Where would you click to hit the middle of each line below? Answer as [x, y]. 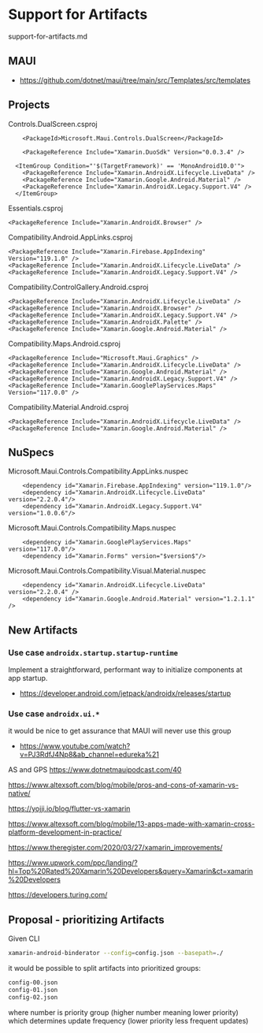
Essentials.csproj [36, 208]
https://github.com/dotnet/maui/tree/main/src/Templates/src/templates [135, 80]
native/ [19, 793]
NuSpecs [31, 452]
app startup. [28, 678]
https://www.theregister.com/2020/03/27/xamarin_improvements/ [115, 848]
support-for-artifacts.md [48, 36]
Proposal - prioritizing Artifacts [87, 920]
